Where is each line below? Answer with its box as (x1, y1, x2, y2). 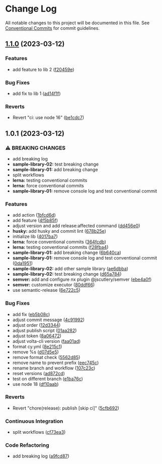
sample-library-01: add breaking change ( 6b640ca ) (12, 249, 122, 255)
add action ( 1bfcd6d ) (12, 212, 56, 218)
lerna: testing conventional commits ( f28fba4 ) (12, 244, 109, 250)
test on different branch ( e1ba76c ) (12, 376, 83, 382)
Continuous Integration (5, 418, 63, 425)
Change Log (5, 3, 57, 15)
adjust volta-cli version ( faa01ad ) (12, 338, 81, 344)
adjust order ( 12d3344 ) (12, 322, 61, 328)
